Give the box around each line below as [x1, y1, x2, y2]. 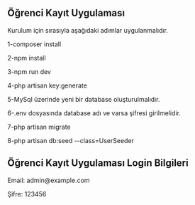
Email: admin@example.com [7, 176, 90, 184]
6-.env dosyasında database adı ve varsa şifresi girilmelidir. [7, 108, 181, 117]
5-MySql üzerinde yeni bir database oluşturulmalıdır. [7, 95, 160, 103]
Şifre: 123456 [7, 189, 47, 198]
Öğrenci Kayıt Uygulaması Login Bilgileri [7, 157, 189, 169]
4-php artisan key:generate [7, 81, 87, 90]
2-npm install [7, 53, 46, 62]
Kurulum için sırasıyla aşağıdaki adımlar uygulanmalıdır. [7, 26, 169, 34]
